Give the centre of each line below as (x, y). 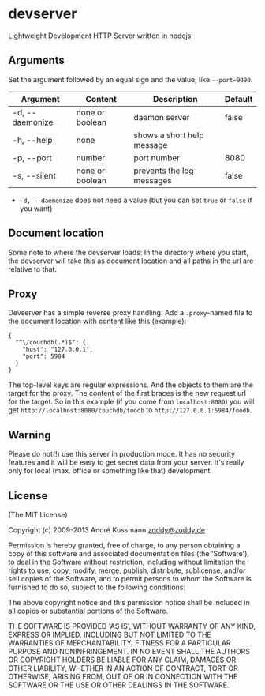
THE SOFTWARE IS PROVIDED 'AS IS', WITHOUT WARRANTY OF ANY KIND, (132, 626)
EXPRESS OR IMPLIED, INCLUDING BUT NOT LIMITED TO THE (110, 634)
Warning (30, 435)
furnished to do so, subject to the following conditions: (97, 587)
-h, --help (32, 140)
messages (153, 180)
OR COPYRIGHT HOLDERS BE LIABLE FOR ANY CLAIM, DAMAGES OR (122, 660)
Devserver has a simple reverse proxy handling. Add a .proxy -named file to (131, 313)
